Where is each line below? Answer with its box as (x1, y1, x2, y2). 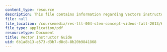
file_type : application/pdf (5, 26, 64, 31)
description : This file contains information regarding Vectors (5, 12, 141, 17)
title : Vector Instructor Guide (5, 35, 72, 40)
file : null (5, 16, 28, 21)
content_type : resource (5, 7, 55, 12)
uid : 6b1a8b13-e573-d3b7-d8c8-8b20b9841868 (5, 40, 97, 45)
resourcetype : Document (5, 30, 55, 35)
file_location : (5, 21, 37, 26)
